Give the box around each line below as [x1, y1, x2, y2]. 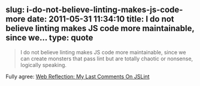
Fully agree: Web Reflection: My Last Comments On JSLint [5, 73, 150, 80]
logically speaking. [20, 61, 67, 68]
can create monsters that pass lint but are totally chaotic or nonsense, [20, 55, 193, 62]
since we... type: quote [5, 33, 93, 43]
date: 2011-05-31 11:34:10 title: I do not [27, 14, 174, 24]
